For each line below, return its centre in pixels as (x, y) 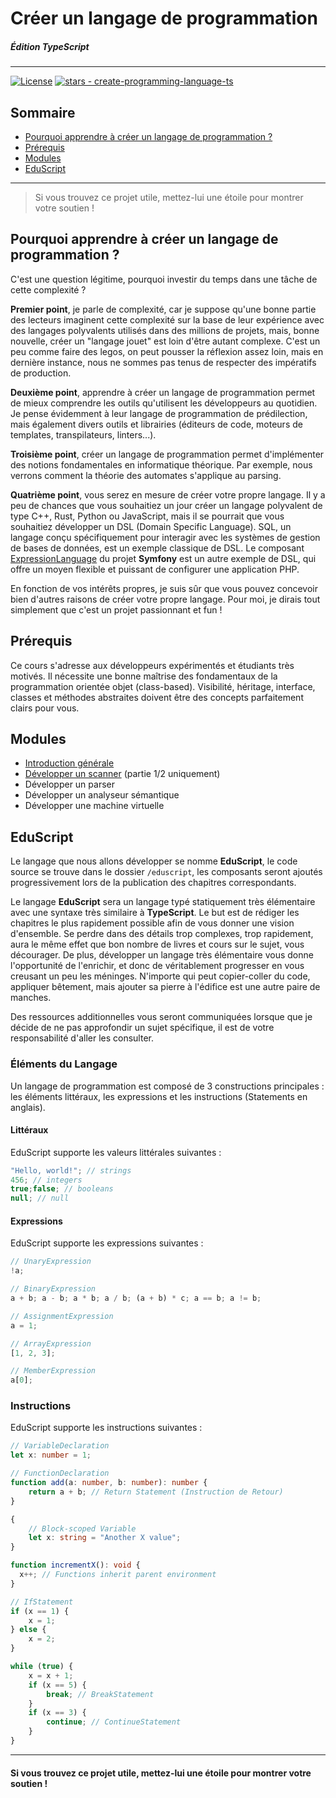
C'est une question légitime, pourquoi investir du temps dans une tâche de (164, 279)
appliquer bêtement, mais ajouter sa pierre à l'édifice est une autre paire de (165, 987)
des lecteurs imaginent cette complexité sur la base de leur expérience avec (167, 319)
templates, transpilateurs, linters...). (83, 434)
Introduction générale (69, 763)
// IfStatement (42, 1602)
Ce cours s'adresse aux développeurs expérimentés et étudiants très (152, 665)
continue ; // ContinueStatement (114, 1722)
